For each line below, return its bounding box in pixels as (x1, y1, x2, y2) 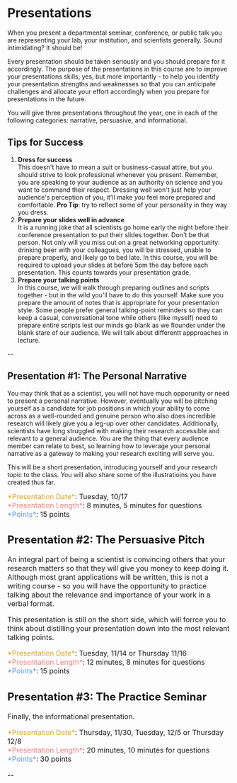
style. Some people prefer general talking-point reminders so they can (17, 306, 223, 314)
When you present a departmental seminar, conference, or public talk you (7, 28, 222, 37)
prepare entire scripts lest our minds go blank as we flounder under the (17, 321, 226, 329)
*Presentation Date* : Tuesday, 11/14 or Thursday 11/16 (7, 648, 187, 658)
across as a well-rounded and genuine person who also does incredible (7, 411, 216, 420)
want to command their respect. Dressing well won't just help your (17, 185, 212, 194)
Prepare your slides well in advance (17, 215, 125, 224)
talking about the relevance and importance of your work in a (7, 590, 211, 600)
